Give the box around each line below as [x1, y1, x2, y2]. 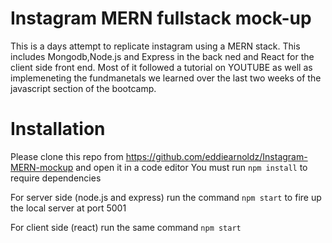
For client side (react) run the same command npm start [10, 221, 242, 233]
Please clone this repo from [10, 150, 124, 162]
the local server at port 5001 [10, 202, 127, 214]
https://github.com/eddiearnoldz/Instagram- [125, 150, 308, 162]
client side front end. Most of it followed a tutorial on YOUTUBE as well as [10, 61, 313, 73]
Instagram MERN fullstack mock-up [10, 7, 312, 30]
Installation [10, 118, 106, 141]
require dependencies [10, 172, 102, 184]
